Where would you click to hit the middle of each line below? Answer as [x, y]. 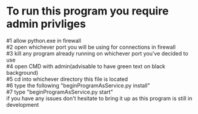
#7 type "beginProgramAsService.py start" [60, 92]
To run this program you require [87, 11]
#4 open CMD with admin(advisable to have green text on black [86, 66]
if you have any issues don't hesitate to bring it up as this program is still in [99, 98]
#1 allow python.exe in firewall [44, 40]
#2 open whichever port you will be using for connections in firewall [91, 47]
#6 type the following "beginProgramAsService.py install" [78, 85]
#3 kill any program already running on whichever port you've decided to [97, 53]
